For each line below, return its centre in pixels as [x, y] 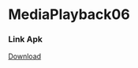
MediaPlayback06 [69, 15]
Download [25, 56]
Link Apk [26, 40]
